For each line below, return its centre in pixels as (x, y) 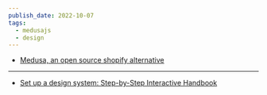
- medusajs (33, 30)
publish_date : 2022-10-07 (51, 15)
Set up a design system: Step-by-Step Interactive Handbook (118, 83)
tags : (17, 23)
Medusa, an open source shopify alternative (92, 60)
